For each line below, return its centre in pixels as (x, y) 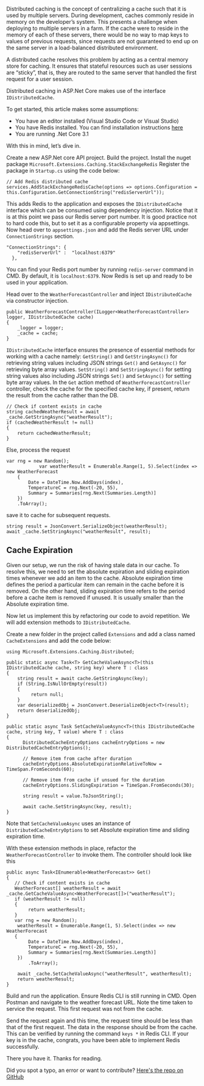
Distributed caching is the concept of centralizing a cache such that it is (97, 9)
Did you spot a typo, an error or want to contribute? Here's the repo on (95, 1070)
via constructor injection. (37, 301)
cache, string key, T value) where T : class (65, 732)
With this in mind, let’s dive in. (44, 146)
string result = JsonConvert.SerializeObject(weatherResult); (87, 526)
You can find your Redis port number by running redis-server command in (100, 269)
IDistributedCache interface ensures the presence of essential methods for (101, 350)
